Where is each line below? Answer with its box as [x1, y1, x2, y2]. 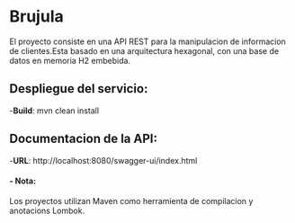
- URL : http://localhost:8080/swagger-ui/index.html [9, 155, 198, 165]
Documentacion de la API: [9, 131, 157, 147]
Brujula [9, 6, 65, 27]
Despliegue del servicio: [9, 81, 148, 96]
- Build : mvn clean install [9, 105, 100, 116]
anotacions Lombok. [9, 205, 85, 216]
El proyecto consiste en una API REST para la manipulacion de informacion [9, 36, 286, 47]
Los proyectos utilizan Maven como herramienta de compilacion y [9, 195, 254, 206]
